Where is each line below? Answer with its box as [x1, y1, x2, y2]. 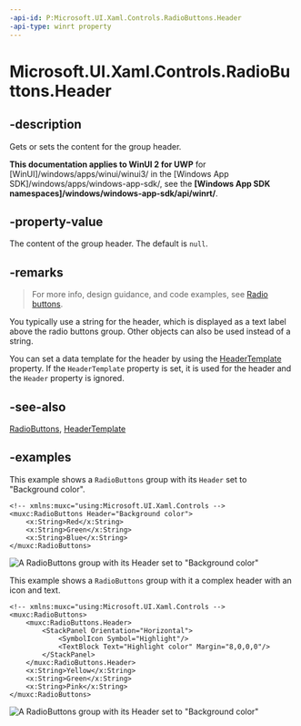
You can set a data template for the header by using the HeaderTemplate [9, 353, 282, 365]
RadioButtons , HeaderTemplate [9, 423, 126, 434]
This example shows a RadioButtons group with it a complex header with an [9, 575, 293, 586]
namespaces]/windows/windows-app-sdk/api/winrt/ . [9, 188, 218, 199]
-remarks [9, 264, 64, 280]
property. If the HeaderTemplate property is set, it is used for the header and [9, 363, 292, 374]
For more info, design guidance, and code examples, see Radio [31, 289, 268, 300]
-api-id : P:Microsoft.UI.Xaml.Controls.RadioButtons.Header [9, 13, 243, 23]
